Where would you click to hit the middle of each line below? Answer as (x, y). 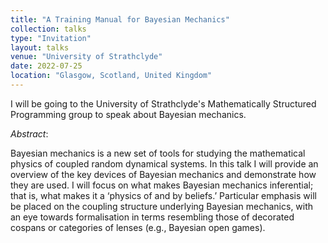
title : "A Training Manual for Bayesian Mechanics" (120, 19)
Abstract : (29, 133)
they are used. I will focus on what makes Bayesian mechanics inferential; (162, 185)
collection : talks (48, 29)
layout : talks (40, 47)
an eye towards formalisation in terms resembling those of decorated (152, 217)
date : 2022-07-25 (46, 66)
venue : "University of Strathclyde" (86, 57)
